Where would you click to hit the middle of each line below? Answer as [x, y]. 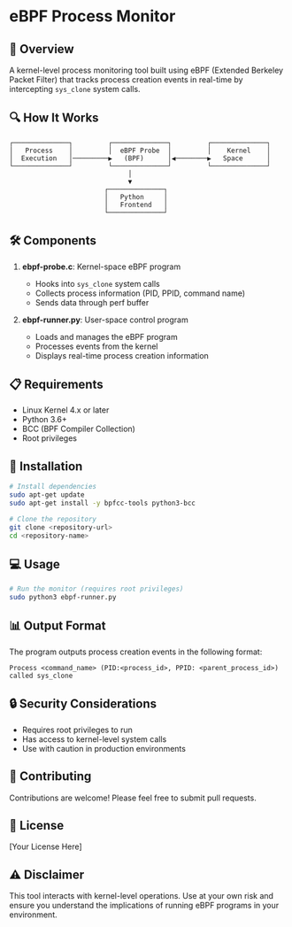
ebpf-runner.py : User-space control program [105, 320]
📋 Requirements [56, 385]
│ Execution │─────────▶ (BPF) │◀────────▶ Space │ [140, 158]
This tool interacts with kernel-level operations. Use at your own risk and [142, 896]
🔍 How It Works [54, 118]
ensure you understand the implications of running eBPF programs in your [144, 906]
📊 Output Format [58, 626]
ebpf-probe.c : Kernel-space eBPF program [101, 267]
